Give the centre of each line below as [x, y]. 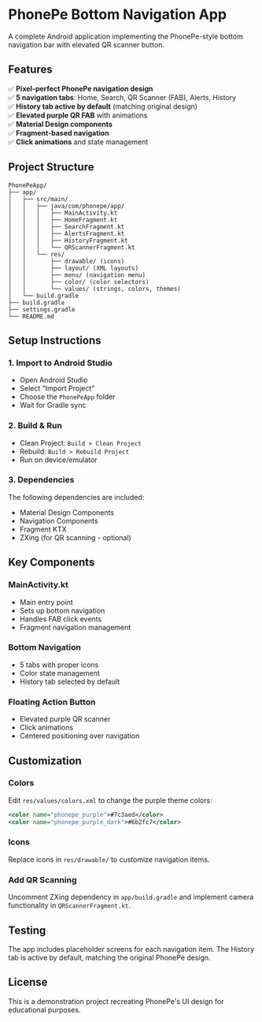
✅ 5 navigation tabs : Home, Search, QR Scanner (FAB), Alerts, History [122, 97]
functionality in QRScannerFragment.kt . [70, 905]
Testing [27, 930]
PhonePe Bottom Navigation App [117, 15]
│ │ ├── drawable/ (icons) [66, 261]
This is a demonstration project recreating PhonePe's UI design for [116, 1001]
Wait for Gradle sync [53, 405]
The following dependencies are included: [76, 497]
